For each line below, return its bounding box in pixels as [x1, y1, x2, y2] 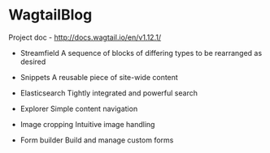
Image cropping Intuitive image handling [20, 119, 155, 129]
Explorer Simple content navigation [20, 104, 138, 113]
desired [20, 57, 46, 66]
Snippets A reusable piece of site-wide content [20, 72, 179, 82]
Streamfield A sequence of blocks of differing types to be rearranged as [20, 48, 263, 57]
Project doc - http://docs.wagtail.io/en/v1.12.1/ [8, 32, 161, 42]
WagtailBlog [8, 6, 93, 24]
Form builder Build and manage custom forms [20, 135, 174, 145]
